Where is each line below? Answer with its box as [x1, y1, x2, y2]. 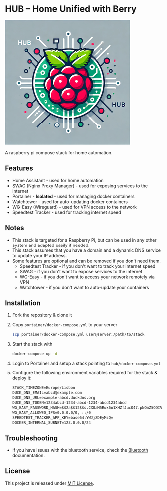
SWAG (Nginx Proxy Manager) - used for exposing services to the [12, 183, 148, 189]
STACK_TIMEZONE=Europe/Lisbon [12, 385, 76, 390]
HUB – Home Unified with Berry [5, 3, 137, 15]
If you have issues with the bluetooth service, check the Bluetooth [12, 447, 149, 453]
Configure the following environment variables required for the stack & [12, 370, 158, 376]
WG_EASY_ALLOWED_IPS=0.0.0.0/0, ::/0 [12, 410, 91, 415]
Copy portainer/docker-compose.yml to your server [12, 322, 118, 328]
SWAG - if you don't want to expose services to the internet [19, 268, 143, 274]
